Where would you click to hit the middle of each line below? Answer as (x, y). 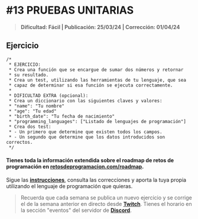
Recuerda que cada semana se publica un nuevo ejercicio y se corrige (106, 197)
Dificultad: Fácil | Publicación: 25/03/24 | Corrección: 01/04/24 (100, 27)
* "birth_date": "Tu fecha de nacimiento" (62, 116)
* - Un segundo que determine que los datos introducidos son (87, 137)
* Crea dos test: (30, 127)
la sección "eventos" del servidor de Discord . (76, 210)
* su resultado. (29, 75)
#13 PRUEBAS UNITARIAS (70, 10)
